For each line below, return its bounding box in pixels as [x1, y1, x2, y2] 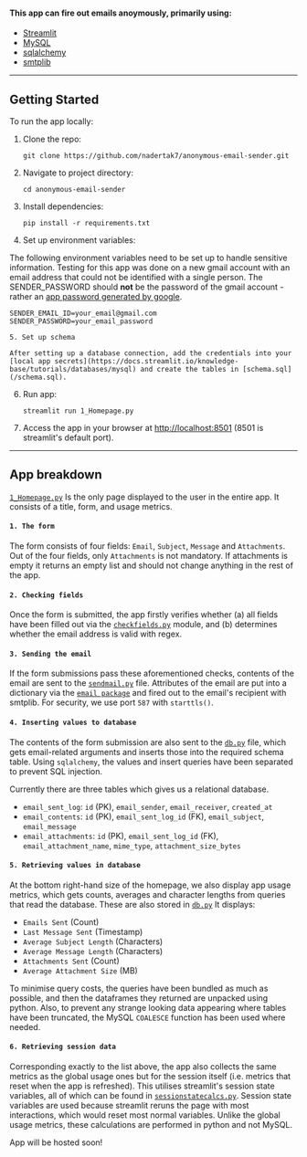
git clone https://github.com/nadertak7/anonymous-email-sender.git [22, 152, 290, 161]
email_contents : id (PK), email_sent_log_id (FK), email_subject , [22, 811, 265, 822]
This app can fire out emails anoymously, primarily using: [9, 7, 232, 18]
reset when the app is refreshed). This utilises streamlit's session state [9, 1080, 276, 1091]
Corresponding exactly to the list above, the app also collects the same [9, 1061, 277, 1072]
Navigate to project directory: [22, 167, 134, 178]
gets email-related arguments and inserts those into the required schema [9, 746, 285, 757]
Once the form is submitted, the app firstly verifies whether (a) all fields [9, 609, 279, 620]
